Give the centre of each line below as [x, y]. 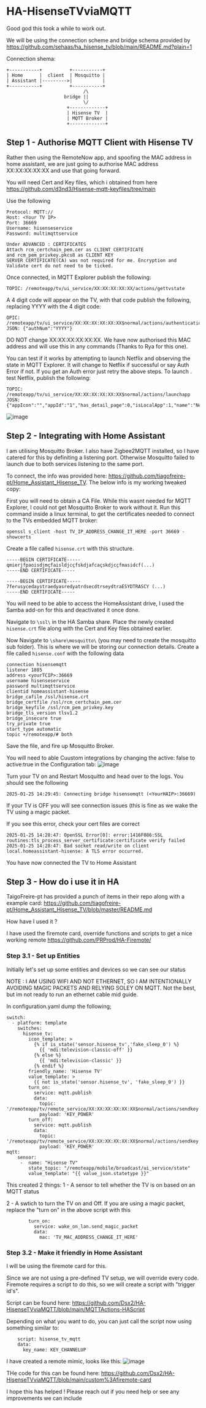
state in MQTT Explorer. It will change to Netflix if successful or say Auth [98, 364]
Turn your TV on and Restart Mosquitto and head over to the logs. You [95, 776]
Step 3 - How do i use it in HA [63, 882]
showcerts [19, 537]
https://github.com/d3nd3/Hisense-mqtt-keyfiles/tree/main [81, 189]
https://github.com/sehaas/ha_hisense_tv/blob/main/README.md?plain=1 [99, 47]
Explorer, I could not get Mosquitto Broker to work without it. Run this [93, 507]
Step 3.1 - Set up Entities [43, 956]
